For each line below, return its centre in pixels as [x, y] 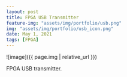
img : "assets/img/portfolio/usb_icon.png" [60, 29]
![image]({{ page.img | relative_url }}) [52, 57]
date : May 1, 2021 [29, 34]
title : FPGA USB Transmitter [43, 17]
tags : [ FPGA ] [22, 40]
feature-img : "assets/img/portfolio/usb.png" [64, 23]
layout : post [22, 12]
